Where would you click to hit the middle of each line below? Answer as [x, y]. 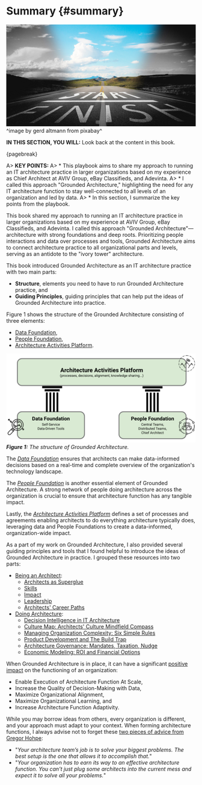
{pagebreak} [22, 154]
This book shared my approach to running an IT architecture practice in [95, 215]
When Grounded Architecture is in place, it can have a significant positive [97, 664]
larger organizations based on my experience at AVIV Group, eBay [88, 222]
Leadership [38, 601]
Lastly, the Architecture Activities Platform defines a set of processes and [97, 514]
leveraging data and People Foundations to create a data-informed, [90, 527]
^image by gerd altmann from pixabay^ [54, 130]
